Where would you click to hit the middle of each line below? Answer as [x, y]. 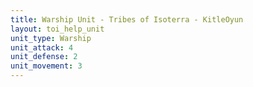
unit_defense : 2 [44, 57]
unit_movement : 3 [46, 66]
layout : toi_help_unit [57, 29]
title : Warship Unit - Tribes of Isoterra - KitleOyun [127, 19]
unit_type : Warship [51, 38]
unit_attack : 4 [42, 47]
